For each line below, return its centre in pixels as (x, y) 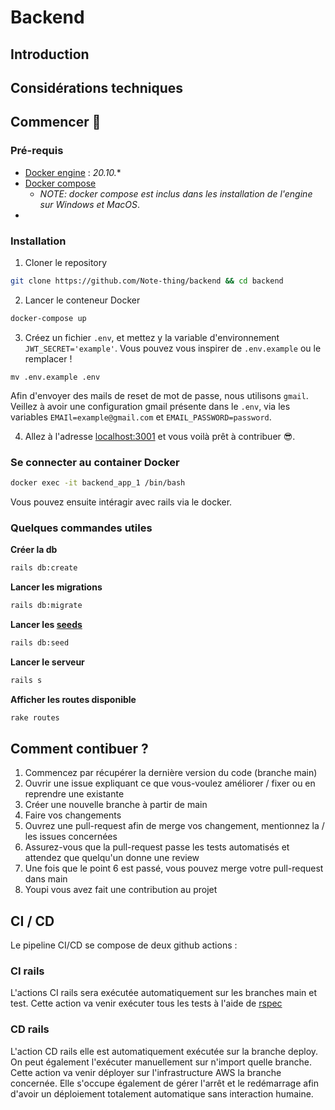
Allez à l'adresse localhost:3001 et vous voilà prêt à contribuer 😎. (160, 436)
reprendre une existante (74, 794)
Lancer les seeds (46, 624)
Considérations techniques (96, 87)
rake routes (35, 717)
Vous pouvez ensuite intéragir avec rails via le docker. (121, 502)
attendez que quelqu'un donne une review (112, 858)
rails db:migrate (46, 606)
